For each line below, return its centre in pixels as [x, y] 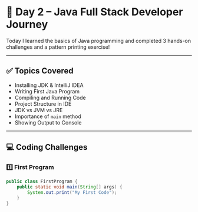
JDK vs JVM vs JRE [39, 110]
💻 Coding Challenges [47, 147]
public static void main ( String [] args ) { [70, 187]
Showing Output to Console [48, 122]
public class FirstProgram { [42, 181]
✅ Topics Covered [40, 71]
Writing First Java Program [47, 91]
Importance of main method [48, 116]
